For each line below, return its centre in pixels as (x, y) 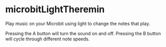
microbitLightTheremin (55, 9)
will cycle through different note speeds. (48, 39)
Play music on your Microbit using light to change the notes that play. (78, 24)
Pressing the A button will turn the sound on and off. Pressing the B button (83, 33)
